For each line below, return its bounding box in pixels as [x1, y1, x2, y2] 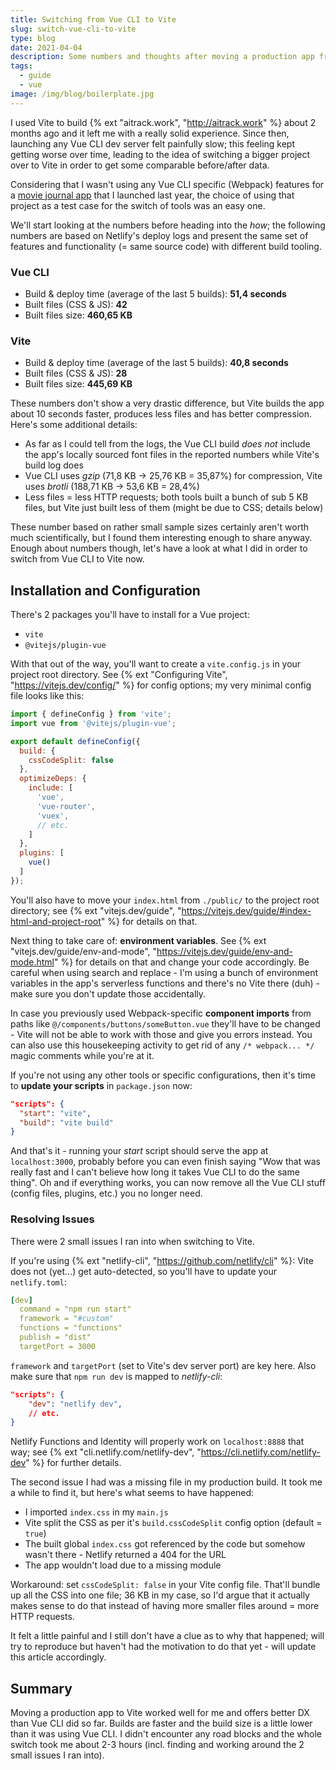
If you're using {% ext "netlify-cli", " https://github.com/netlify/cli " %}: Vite [10, 1254, 314, 1266]
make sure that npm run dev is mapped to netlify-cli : [10, 1370, 223, 1382]
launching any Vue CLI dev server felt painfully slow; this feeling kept [10, 137, 296, 150]
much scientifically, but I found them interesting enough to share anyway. [10, 532, 313, 544]
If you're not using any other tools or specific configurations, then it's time [10, 1069, 316, 1081]
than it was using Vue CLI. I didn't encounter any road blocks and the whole [10, 1728, 322, 1740]
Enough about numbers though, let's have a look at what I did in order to [10, 542, 308, 555]
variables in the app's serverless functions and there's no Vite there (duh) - [10, 977, 321, 989]
